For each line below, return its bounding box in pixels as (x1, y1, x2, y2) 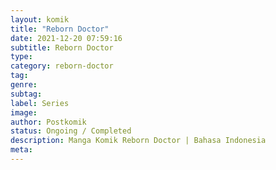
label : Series (10, 98, 70, 108)
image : (10, 107, 38, 118)
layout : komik (10, 14, 70, 25)
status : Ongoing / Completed (10, 126, 132, 136)
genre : (10, 80, 38, 90)
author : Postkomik (10, 117, 87, 127)
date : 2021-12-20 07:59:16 (10, 33, 123, 43)
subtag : (10, 89, 43, 99)
